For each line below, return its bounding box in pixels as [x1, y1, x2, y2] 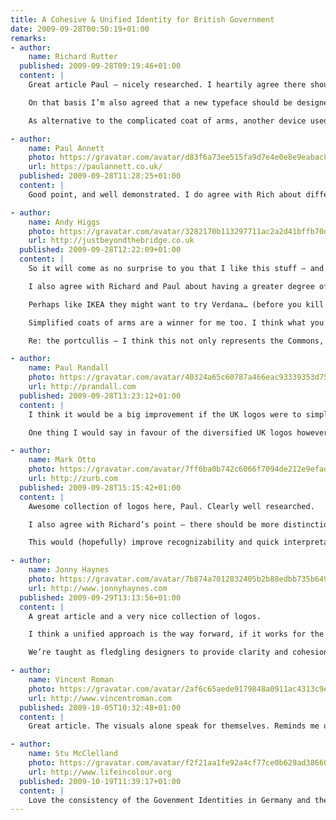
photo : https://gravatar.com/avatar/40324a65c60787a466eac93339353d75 [28, 372, 329, 383]
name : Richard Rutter [28, 52, 118, 62]
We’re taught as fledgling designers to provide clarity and [28, 647, 288, 658]
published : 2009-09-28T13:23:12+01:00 [19, 391, 182, 401]
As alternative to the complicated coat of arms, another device [28, 116, 307, 126]
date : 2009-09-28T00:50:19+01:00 [10, 24, 150, 34]
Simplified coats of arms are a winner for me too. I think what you [28, 317, 325, 328]
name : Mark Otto [28, 455, 97, 465]
